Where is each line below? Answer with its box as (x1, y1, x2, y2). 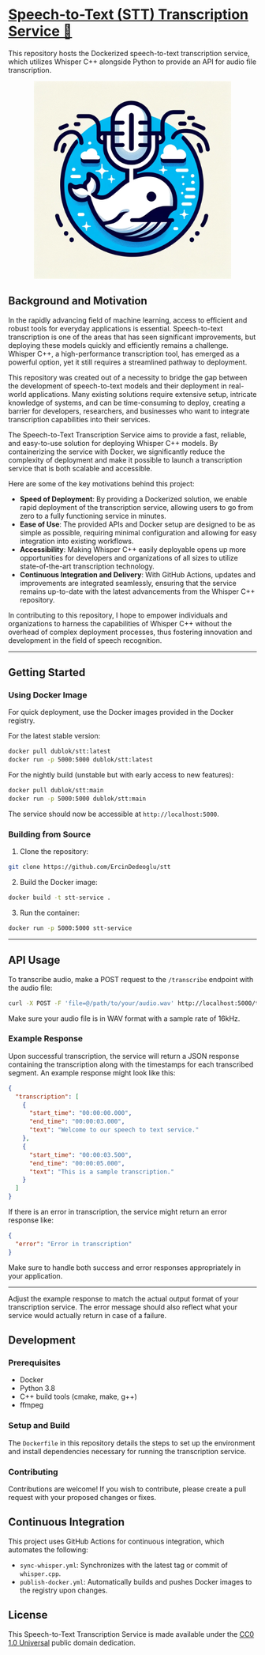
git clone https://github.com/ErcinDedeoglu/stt (8, 863, 171, 871)
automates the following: (8, 1544, 88, 1555)
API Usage (8, 954, 61, 967)
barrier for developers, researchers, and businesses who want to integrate (8, 406, 250, 416)
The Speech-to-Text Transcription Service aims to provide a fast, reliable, (8, 429, 247, 440)
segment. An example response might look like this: (8, 1067, 176, 1077)
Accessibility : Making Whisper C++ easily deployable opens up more (19, 544, 247, 554)
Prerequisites (8, 1358, 61, 1369)
